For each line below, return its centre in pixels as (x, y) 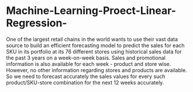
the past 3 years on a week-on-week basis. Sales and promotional (86, 58)
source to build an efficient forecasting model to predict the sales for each (96, 45)
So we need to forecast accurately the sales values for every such (86, 76)
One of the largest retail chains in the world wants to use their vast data (92, 39)
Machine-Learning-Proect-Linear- (91, 11)
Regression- (37, 23)
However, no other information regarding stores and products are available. (96, 70)
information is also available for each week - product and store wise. (89, 64)
